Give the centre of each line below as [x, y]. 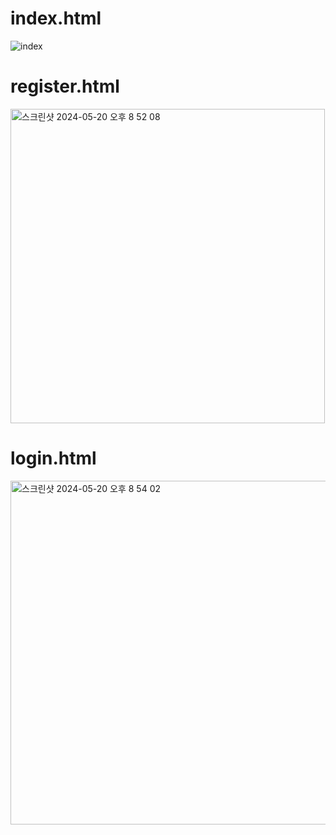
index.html [56, 18]
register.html [65, 86]
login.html [53, 458]
